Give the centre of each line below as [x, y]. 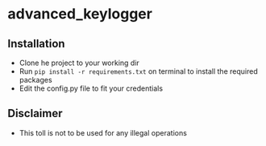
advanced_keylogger [80, 14]
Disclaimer [35, 114]
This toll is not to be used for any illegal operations [103, 132]
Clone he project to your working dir [79, 63]
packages [36, 80]
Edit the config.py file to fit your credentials [91, 88]
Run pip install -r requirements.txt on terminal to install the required [139, 71]
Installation [36, 44]
